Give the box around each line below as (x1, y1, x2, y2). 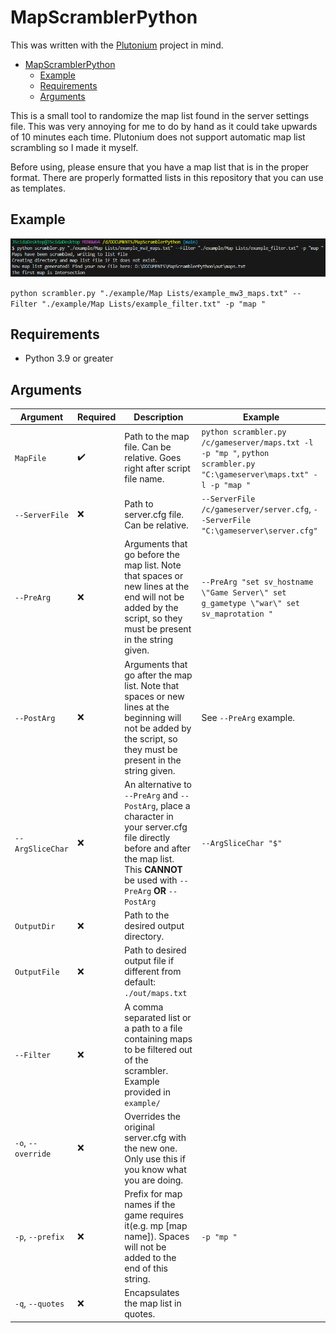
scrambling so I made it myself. (10, 141, 139, 153)
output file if (124, 955, 175, 967)
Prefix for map (124, 1188, 183, 1200)
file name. (124, 473, 165, 485)
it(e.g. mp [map (124, 1220, 188, 1232)
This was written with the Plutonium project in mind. (10, 39, 224, 51)
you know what (124, 1163, 187, 1175)
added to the (124, 1252, 177, 1264)
